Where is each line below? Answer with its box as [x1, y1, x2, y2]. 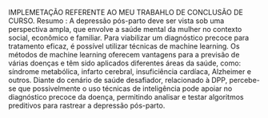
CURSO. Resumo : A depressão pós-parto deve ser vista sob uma [8, 16, 225, 26]
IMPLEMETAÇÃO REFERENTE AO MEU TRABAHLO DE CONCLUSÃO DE [8, 8, 244, 17]
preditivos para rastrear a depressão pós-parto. [8, 100, 166, 110]
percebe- [229, 76, 260, 85]
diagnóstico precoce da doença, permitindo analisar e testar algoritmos [8, 92, 244, 101]
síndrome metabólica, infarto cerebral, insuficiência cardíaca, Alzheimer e [8, 67, 252, 76]
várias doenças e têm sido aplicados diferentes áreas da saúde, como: [8, 58, 242, 68]
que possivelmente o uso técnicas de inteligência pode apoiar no [18, 84, 233, 93]
